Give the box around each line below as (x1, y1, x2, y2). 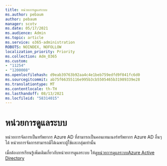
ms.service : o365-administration (5, 40, 75, 45)
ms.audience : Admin (5, 30, 46, 35)
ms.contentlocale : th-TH (5, 86, 57, 91)
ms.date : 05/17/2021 (5, 26, 49, 31)
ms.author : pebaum (5, 12, 44, 17)
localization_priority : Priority (5, 49, 75, 54)
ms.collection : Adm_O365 (5, 53, 57, 59)
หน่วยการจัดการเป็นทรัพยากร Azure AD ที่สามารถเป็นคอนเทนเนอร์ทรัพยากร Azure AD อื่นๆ (5, 134, 162, 140)
